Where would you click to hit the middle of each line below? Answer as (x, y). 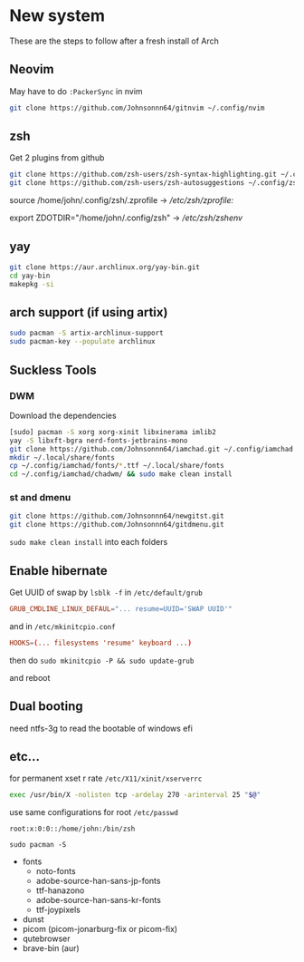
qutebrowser (46, 938)
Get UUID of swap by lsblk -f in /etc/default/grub (106, 592)
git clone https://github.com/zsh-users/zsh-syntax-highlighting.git (143, 175)
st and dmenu (40, 498)
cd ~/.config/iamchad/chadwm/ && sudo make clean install (121, 474)
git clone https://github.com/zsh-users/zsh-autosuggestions (127, 183)
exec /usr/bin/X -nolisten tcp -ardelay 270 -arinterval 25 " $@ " (135, 795)
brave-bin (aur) (51, 948)
